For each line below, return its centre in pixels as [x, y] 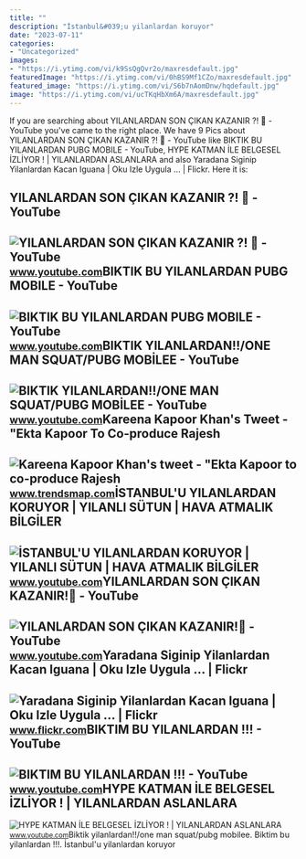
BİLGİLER [36, 522]
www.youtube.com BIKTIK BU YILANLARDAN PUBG [149, 272]
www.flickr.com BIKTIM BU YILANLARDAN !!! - [136, 729]
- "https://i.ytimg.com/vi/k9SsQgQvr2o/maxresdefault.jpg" [124, 69]
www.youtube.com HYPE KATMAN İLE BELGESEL [142, 789]
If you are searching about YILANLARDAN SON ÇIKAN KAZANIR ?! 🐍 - [141, 121]
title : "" [28, 18]
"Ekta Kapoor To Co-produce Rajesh [115, 434]
